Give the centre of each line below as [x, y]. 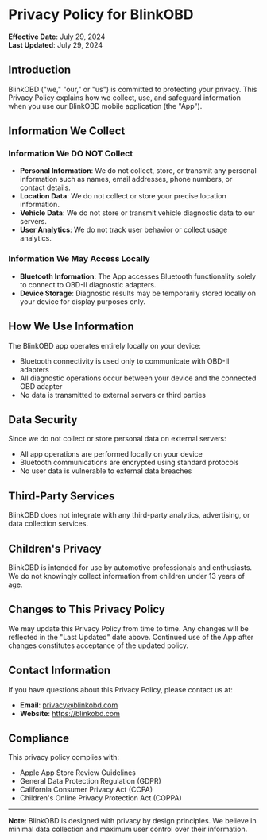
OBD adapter [41, 386]
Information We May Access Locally [79, 259]
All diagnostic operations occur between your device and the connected [138, 378]
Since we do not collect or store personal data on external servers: [117, 439]
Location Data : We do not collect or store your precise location [123, 196]
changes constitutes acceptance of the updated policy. [99, 645]
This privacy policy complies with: [64, 757]
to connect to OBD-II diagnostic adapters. [88, 284]
